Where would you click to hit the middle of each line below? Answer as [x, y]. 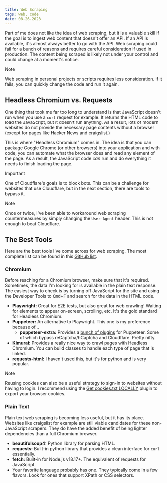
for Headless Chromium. [37, 316]
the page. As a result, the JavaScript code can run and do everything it [78, 159]
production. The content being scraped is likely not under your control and [82, 54]
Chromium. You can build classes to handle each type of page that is [83, 348]
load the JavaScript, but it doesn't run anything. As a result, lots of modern [82, 122]
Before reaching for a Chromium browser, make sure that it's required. [77, 280]
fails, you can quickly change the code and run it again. [62, 84]
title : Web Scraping [27, 10]
